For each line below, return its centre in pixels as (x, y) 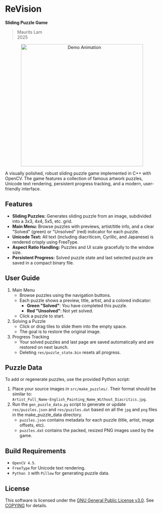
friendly (13, 189)
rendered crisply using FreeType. (45, 242)
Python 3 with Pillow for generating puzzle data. (61, 473)
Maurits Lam (30, 32)
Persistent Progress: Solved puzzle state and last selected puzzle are (82, 257)
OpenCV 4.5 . (24, 463)
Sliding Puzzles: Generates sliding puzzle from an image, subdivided (82, 216)
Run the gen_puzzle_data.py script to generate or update (69, 404)
